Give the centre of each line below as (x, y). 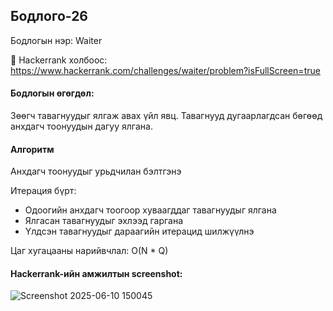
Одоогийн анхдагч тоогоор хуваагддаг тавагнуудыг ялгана (150, 210)
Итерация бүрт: (43, 191)
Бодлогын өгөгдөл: (52, 93)
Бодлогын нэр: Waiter (56, 40)
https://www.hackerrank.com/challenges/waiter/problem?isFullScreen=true (165, 70)
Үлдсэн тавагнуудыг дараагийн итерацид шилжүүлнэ (139, 231)
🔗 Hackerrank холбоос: (59, 60)
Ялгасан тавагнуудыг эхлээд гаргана (104, 221)
